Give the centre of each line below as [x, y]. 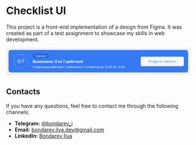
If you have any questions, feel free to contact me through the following [92, 106]
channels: [18, 112]
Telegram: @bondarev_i [44, 123]
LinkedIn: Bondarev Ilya [43, 136]
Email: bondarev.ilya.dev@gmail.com [59, 129]
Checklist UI [36, 11]
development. [23, 39]
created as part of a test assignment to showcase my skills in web [85, 33]
